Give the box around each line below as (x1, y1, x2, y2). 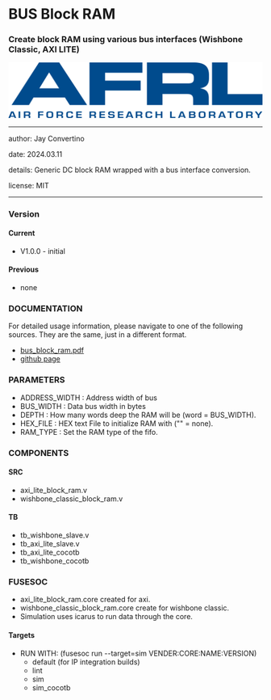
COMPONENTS (8, 447, 69, 458)
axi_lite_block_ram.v (19, 485, 87, 495)
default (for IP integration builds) (31, 656, 140, 667)
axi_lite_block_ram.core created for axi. (19, 595, 151, 605)
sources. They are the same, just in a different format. (8, 330, 187, 339)
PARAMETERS (8, 374, 65, 386)
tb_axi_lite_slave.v (19, 539, 80, 548)
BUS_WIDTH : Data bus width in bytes (19, 401, 147, 411)
